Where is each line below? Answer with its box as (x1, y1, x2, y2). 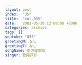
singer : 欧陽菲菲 (5, 52, 38, 58)
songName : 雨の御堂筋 (5, 48, 45, 53)
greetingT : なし (5, 43, 37, 48)
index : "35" (5, 12, 32, 17)
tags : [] (5, 30, 23, 35)
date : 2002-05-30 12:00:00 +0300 (5, 21, 78, 26)
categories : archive (5, 25, 47, 30)
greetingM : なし (5, 39, 37, 44)
